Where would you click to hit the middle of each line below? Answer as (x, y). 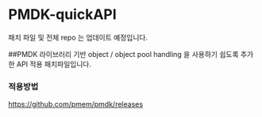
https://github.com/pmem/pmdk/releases (76, 104)
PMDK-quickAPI (62, 15)
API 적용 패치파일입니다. (54, 64)
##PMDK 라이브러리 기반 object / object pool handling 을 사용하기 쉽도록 (124, 54)
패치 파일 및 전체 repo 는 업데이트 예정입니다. (78, 37)
